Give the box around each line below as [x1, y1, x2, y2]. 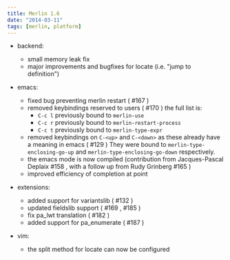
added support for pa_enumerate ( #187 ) [27, 219, 145, 227]
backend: [17, 42, 44, 50]
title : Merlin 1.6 [7, 10, 60, 17]
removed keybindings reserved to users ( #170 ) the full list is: [27, 104, 202, 112]
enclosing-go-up [27, 149, 74, 156]
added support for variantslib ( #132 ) [27, 197, 134, 205]
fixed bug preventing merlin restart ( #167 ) [27, 97, 149, 105]
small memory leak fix [27, 55, 90, 63]
